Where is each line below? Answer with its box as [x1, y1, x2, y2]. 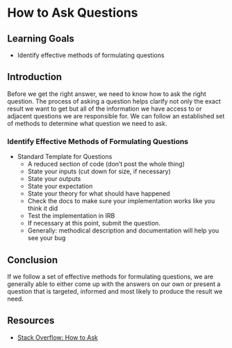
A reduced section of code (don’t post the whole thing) [27, 160, 185, 168]
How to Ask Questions [7, 5, 138, 21]
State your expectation [27, 182, 93, 191]
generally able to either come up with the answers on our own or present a [7, 280, 221, 288]
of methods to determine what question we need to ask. [7, 119, 167, 127]
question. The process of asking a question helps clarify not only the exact [7, 97, 221, 105]
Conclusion [7, 254, 58, 266]
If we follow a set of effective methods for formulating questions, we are [7, 272, 214, 280]
